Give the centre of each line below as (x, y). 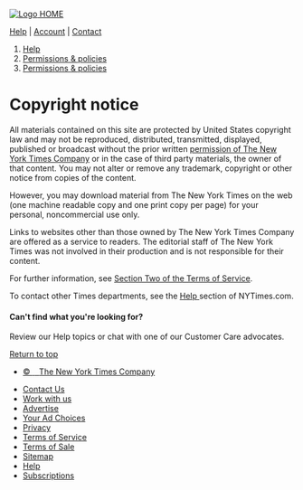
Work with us (47, 399)
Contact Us (43, 390)
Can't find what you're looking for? (76, 316)
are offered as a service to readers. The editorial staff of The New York (142, 241)
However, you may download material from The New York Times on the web (151, 195)
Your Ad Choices (54, 418)
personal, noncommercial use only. (75, 214)
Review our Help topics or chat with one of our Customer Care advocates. (147, 337)
